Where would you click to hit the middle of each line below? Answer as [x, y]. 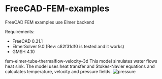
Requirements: [20, 31]
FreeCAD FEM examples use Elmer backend [50, 22]
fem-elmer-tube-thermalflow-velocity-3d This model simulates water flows [81, 61]
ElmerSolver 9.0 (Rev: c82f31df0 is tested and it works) [68, 46]
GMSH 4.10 [24, 52]
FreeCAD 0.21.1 [27, 41]
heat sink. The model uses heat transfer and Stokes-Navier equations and [80, 66]
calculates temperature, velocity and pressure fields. [58, 71]
